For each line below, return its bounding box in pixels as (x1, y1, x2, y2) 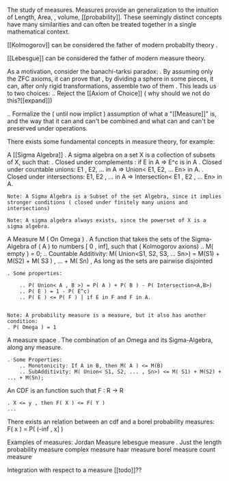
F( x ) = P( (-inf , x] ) (7, 425, 64, 433)
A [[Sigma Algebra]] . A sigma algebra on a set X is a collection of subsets (7, 151, 215, 159)
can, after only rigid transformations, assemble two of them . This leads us (7, 82, 217, 90)
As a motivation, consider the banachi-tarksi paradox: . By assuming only (7, 68, 213, 75)
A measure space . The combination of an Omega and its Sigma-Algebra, (7, 336, 213, 344)
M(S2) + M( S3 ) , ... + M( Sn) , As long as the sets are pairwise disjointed (7, 257, 213, 265)
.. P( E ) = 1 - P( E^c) (19, 288, 90, 295)
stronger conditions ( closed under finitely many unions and (7, 199, 188, 206)
